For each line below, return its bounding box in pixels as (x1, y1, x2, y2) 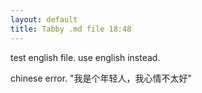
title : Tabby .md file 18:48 (10, 24, 132, 34)
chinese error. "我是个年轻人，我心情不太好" (10, 72, 193, 84)
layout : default (10, 14, 78, 25)
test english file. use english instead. (10, 51, 161, 63)
